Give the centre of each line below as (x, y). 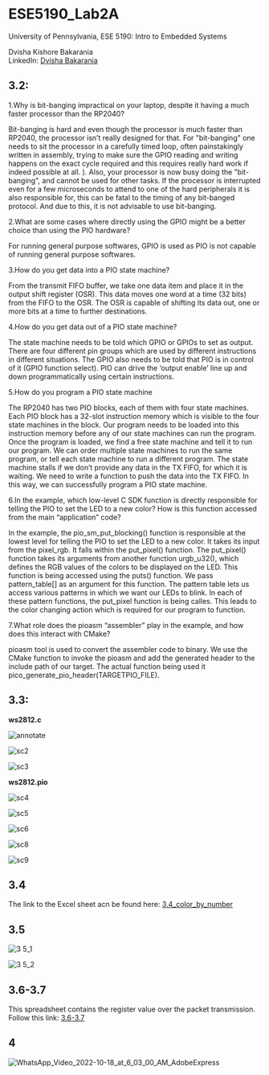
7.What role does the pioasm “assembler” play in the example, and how (126, 625)
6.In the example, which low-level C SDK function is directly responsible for (133, 500)
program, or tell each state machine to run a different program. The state (128, 458)
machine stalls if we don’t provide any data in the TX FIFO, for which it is (128, 467)
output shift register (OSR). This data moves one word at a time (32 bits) (128, 293)
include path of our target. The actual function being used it (107, 666)
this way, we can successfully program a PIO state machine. (108, 484)
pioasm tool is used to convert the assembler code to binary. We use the (128, 649)
